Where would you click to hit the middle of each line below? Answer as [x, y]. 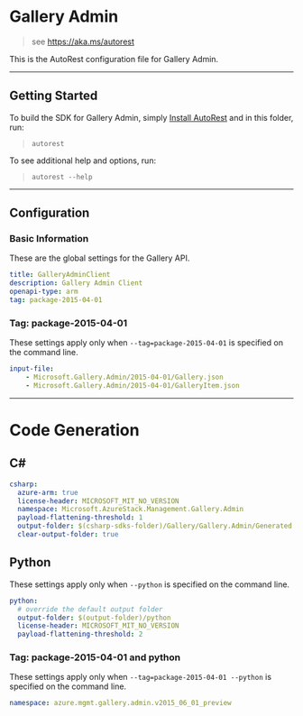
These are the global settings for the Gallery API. [100, 258]
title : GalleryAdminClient [60, 275]
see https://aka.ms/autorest [83, 41]
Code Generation [74, 431]
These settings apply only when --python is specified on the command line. [150, 584]
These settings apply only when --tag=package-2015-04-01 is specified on [147, 343]
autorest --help [62, 177]
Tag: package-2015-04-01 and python [95, 657]
